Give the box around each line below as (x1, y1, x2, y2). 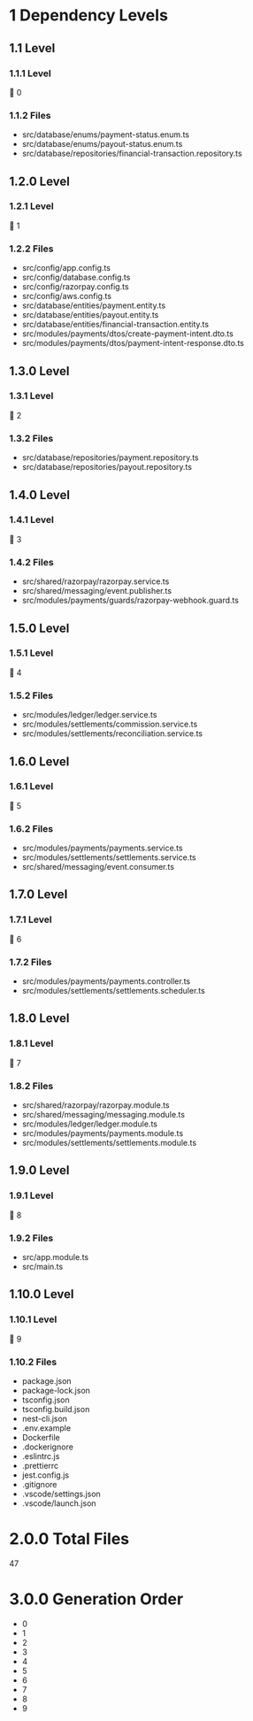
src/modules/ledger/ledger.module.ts (21, 1118, 157, 1129)
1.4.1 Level (9, 514, 55, 526)
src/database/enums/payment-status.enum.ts (21, 129, 190, 140)
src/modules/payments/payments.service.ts (21, 842, 183, 854)
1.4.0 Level (9, 488, 71, 503)
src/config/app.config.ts (21, 263, 111, 273)
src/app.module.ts (21, 1252, 89, 1263)
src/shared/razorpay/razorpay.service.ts (21, 576, 170, 587)
